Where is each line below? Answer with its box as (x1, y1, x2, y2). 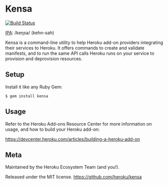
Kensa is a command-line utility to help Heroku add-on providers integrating (5, 39, 163, 46)
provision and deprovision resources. (5, 55, 83, 61)
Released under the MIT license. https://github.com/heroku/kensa (5, 174, 142, 180)
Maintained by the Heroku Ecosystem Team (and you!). (5, 164, 120, 170)
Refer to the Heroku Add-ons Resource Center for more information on (5, 121, 152, 127)
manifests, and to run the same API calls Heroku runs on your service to (5, 50, 155, 56)
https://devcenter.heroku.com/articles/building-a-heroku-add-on (5, 136, 140, 142)
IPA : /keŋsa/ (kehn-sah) (5, 29, 54, 35)
